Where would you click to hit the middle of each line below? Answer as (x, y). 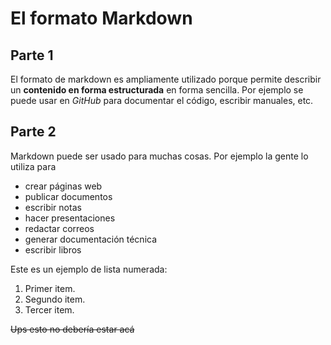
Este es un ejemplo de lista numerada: (89, 269)
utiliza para (33, 166)
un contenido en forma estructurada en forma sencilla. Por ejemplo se (157, 90)
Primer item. (50, 288)
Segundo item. (55, 299)
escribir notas (53, 207)
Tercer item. (49, 309)
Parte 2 (33, 132)
